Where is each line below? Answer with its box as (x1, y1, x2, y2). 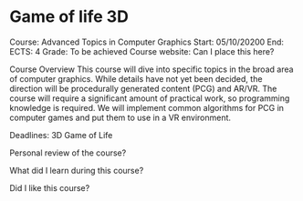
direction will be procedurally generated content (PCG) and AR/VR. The (9, 83, 277, 94)
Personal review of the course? (9, 147, 127, 158)
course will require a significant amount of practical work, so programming (9, 93, 290, 104)
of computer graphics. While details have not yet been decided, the (9, 73, 263, 84)
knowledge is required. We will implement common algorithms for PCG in (9, 102, 285, 113)
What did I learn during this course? (9, 165, 144, 176)
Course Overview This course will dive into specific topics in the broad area (9, 64, 294, 75)
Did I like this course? (9, 182, 90, 193)
